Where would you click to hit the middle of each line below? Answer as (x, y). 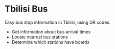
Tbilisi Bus (26, 9)
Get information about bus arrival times (51, 32)
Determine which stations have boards (50, 42)
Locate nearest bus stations (40, 37)
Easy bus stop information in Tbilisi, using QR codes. (57, 22)
